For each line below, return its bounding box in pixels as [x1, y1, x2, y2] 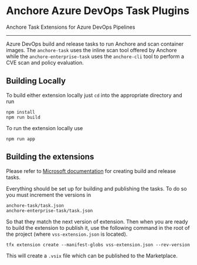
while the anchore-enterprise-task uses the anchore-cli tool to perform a [6, 53, 185, 60]
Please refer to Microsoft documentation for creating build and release [6, 167, 176, 174]
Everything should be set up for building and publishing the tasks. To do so [6, 185, 187, 192]
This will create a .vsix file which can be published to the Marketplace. [6, 252, 178, 259]
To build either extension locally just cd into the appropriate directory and [6, 91, 183, 98]
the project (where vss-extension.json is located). [6, 230, 128, 237]
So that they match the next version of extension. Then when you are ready [6, 218, 189, 225]
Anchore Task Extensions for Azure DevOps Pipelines [6, 23, 135, 30]
